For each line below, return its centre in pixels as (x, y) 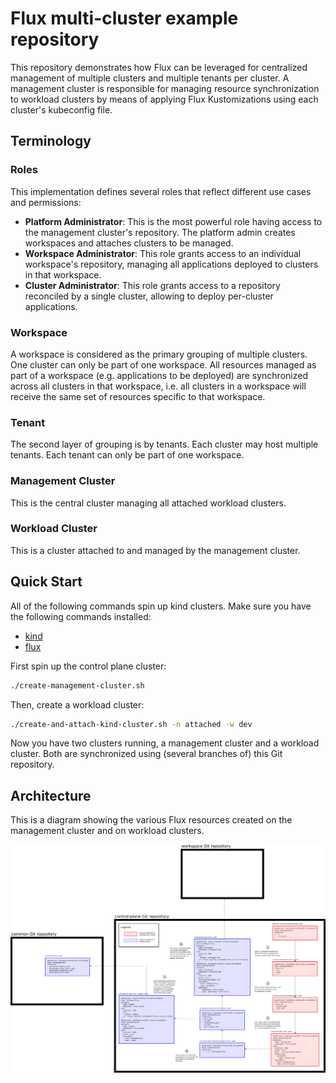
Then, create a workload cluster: (77, 704)
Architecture (51, 795)
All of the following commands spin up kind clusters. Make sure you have (161, 606)
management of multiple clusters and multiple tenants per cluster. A (150, 78)
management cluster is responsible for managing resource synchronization (165, 88)
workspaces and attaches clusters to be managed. (129, 243)
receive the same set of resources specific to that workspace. (138, 396)
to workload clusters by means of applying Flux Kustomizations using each (164, 99)
